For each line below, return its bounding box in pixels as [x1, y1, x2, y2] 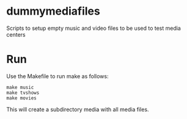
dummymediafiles [6, 4, 101, 18]
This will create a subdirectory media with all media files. [6, 106, 149, 113]
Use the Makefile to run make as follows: [6, 72, 109, 80]
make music [6, 84, 34, 90]
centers [6, 31, 26, 38]
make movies [6, 95, 37, 101]
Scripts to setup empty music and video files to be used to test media [6, 24, 182, 32]
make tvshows [6, 90, 40, 96]
